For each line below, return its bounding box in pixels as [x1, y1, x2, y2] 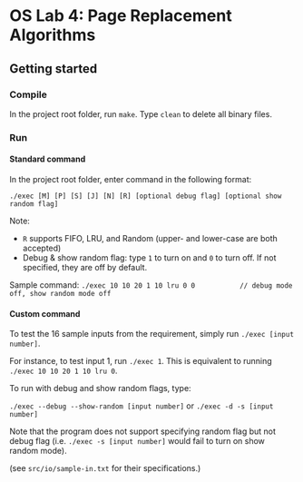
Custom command [9, 308, 81, 319]
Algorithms [9, 25, 96, 45]
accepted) [22, 242, 62, 253]
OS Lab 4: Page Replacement [9, 5, 233, 26]
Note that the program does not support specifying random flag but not [9, 426, 277, 437]
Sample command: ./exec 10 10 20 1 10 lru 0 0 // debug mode [9, 280, 293, 290]
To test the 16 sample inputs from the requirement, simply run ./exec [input [9, 329, 295, 339]
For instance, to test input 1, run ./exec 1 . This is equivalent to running [9, 356, 272, 367]
